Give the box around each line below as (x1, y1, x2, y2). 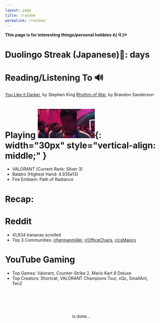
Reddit (5, 216, 32, 227)
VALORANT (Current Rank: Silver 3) (12, 166, 83, 172)
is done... (72, 313, 91, 319)
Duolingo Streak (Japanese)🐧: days (5, 49, 150, 60)
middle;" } (5, 150, 47, 161)
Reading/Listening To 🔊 (5, 72, 104, 83)
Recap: (5, 193, 34, 204)
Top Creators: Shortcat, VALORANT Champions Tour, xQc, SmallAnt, (12, 275, 148, 281)
